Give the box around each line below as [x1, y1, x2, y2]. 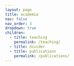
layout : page [5, 7, 32, 12]
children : [5, 30, 26, 35]
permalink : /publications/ [14, 53, 70, 59]
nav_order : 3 [5, 21, 32, 26]
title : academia [5, 12, 38, 17]
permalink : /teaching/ [14, 40, 61, 45]
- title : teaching [9, 35, 48, 40]
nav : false [5, 16, 28, 21]
